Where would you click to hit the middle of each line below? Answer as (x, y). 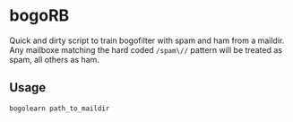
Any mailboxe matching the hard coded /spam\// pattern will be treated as (146, 49)
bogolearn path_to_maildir (60, 109)
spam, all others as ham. (55, 59)
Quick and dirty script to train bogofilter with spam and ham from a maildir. (147, 40)
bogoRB (39, 16)
